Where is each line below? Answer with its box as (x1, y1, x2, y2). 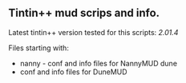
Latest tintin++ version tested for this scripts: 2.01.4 (8, 27, 179, 37)
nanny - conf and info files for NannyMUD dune (19, 58, 178, 68)
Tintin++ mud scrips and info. (8, 6, 160, 20)
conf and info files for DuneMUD (19, 67, 127, 77)
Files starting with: (8, 43, 70, 53)
